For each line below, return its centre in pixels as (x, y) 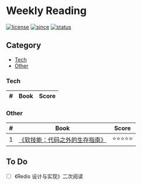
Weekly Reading (46, 11)
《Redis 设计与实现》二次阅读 (49, 176)
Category (24, 45)
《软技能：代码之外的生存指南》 (63, 140)
